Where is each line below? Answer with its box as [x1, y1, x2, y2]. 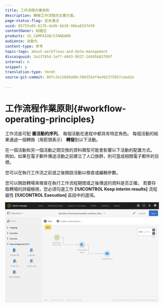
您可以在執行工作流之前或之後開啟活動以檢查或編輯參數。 [5, 169, 121, 175]
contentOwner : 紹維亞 [5, 28, 47, 34]
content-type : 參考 [5, 44, 43, 49]
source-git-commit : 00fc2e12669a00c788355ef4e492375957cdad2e [5, 75, 134, 80]
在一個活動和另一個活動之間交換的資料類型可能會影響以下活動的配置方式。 [5, 147, 155, 153]
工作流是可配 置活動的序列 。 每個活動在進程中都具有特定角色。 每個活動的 [5, 130, 154, 136]
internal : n [5, 59, 29, 64]
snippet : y [5, 64, 27, 69]
